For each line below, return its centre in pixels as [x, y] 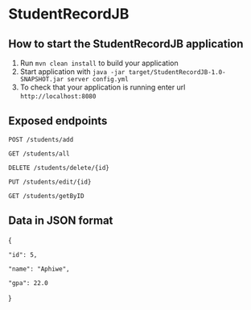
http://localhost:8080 [58, 97]
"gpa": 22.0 [28, 283]
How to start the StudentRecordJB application [126, 44]
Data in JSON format [61, 221]
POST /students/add [41, 139]
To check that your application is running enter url [103, 87]
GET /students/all [39, 154]
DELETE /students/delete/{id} [59, 167]
